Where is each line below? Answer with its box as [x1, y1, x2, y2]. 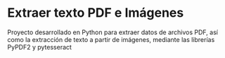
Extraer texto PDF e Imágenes [7, 5, 184, 21]
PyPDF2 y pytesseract [7, 43, 72, 51]
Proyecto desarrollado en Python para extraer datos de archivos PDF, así [7, 28, 218, 36]
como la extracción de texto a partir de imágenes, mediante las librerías [7, 35, 215, 43]
